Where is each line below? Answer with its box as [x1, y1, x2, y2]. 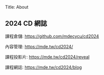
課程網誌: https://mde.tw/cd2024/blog [5, 64, 82, 70]
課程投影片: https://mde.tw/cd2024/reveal [5, 54, 90, 60]
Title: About [5, 4, 29, 10]
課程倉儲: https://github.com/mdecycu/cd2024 [5, 33, 99, 39]
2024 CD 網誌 [5, 19, 47, 28]
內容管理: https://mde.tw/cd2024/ [5, 43, 73, 49]
